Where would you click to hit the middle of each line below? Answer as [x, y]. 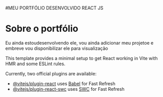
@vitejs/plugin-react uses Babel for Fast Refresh [64, 83]
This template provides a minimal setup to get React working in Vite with [81, 58]
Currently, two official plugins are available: [51, 73]
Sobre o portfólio [42, 29]
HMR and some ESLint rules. [35, 64]
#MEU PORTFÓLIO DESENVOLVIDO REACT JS [54, 8]
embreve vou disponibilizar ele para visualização [57, 48]
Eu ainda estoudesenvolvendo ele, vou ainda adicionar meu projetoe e [79, 43]
